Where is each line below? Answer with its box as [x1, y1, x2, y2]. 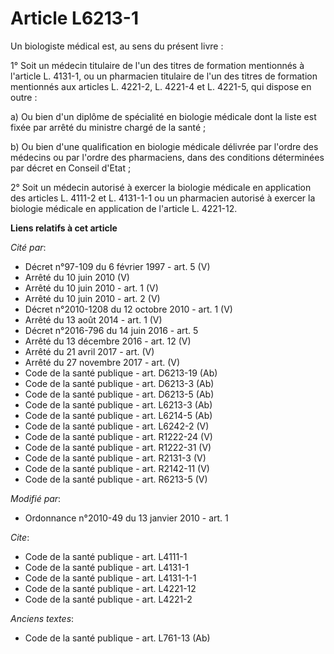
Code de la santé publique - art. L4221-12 [24, 582, 197, 594]
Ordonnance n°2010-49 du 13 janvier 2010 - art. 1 [24, 512, 229, 524]
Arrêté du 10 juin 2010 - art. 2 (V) [24, 292, 161, 304]
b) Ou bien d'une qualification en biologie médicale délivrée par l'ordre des [10, 140, 319, 152]
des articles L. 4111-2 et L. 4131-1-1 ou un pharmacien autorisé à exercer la [10, 192, 316, 204]
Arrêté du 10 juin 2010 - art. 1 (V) [24, 282, 159, 294]
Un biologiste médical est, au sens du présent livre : [10, 40, 224, 52]
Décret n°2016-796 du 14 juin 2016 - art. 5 [24, 324, 199, 336]
